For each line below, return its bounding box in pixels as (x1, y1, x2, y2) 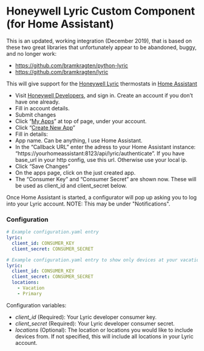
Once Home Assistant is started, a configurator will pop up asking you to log (6, 193, 197, 201)
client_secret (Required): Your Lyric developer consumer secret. (15, 319, 175, 327)
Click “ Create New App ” (15, 124, 76, 131)
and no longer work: (6, 50, 57, 57)
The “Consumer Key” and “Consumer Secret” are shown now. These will (15, 175, 197, 182)
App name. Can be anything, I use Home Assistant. (15, 136, 143, 144)
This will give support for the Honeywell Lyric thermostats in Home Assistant (6, 80, 197, 87)
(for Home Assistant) (6, 17, 114, 31)
